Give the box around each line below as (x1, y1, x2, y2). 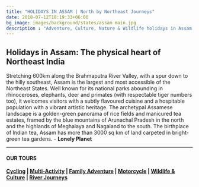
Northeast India (6, 56, 65, 66)
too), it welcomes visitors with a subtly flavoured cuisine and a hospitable (6, 97, 185, 104)
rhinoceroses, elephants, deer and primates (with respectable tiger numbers (6, 91, 192, 99)
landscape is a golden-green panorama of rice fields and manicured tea (6, 110, 182, 118)
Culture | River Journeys (6, 174, 68, 181)
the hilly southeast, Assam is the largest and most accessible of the (6, 78, 171, 86)
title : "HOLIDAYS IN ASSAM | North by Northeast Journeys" (6, 8, 155, 15)
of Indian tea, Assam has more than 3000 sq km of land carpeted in (6, 129, 171, 137)
